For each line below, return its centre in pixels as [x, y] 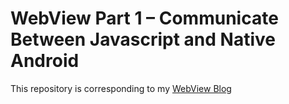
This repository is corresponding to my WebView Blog [121, 88]
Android [45, 61]
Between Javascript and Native [143, 39]
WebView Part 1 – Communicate [144, 18]
